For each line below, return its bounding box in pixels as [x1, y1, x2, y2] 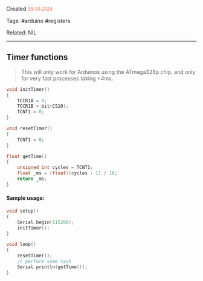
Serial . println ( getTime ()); [17, 263, 88, 270]
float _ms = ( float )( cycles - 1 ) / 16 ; [17, 170, 118, 176]
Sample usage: [6, 194, 45, 202]
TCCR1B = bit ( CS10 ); [17, 103, 69, 110]
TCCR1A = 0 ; [17, 98, 47, 104]
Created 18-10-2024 [6, 5, 53, 12]
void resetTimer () [6, 125, 53, 132]
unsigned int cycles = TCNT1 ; [17, 165, 94, 171]
